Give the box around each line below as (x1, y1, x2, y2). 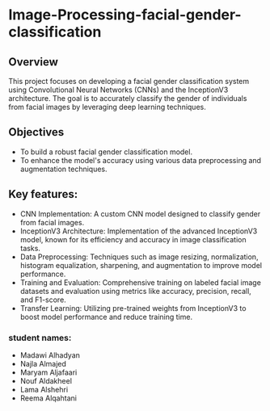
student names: (8, 332, 72, 343)
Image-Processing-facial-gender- (8, 6, 242, 24)
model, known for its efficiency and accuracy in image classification (19, 234, 247, 244)
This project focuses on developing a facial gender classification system (8, 77, 250, 86)
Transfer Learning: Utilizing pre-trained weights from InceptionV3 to (19, 303, 247, 312)
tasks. (19, 243, 40, 253)
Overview (8, 55, 59, 69)
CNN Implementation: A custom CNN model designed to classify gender (19, 208, 261, 219)
